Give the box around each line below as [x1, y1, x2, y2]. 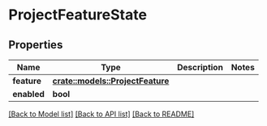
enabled [12, 89, 45, 99]
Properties [8, 38, 63, 52]
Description [177, 62, 223, 73]
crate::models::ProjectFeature [52, 75, 170, 86]
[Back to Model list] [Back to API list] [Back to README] [8, 109, 195, 119]
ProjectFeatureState [8, 6, 148, 24]
